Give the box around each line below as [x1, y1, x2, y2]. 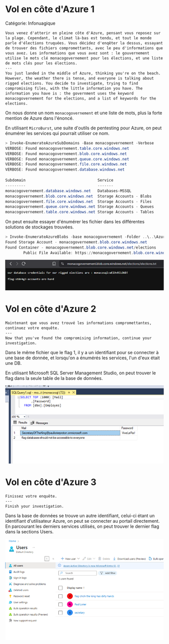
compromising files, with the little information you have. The [5, 86, 143, 91]
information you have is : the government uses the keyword [5, 91, 134, 96]
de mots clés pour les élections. [5, 60, 78, 66]
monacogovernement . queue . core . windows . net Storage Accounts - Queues [5, 204, 154, 209]
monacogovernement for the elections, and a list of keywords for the [5, 96, 156, 101]
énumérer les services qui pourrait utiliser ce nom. [5, 130, 110, 136]
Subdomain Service [5, 178, 114, 183]
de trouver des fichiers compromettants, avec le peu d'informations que [5, 45, 163, 51]
